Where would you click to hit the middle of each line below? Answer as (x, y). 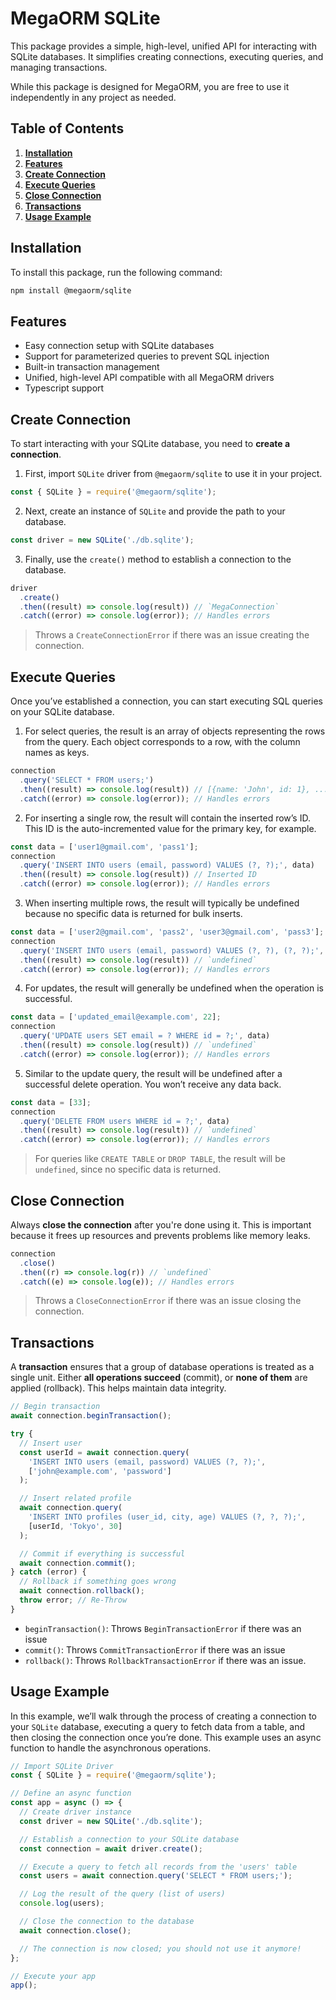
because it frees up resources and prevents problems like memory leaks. (160, 1235)
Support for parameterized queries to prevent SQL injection (147, 356)
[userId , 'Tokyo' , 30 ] (75, 1526)
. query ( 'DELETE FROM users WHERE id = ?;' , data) (124, 1121)
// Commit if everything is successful (102, 1553)
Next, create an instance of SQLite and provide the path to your (155, 511)
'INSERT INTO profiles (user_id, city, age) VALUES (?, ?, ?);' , (167, 1517)
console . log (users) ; (62, 1903)
